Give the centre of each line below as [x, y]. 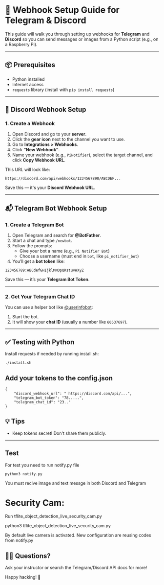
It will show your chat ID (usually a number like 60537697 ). [70, 322]
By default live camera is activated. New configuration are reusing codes [78, 535]
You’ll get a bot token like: [38, 261]
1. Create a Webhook [30, 123]
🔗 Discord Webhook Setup [46, 110]
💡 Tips [15, 421]
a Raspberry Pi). [21, 44]
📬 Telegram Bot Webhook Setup [56, 208]
